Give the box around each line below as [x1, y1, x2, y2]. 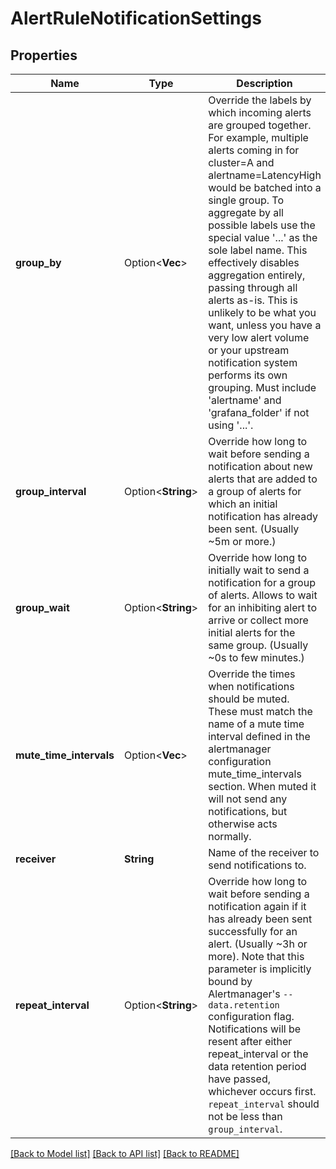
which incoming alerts [208, 106, 312, 119]
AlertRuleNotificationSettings [10, 7, 262, 30]
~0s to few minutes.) [208, 651, 305, 664]
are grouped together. [208, 118, 312, 132]
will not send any [208, 792, 288, 806]
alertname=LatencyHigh [208, 168, 322, 182]
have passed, [208, 1072, 271, 1086]
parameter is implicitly [208, 962, 312, 976]
